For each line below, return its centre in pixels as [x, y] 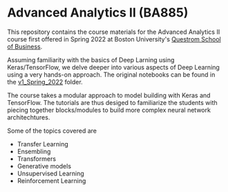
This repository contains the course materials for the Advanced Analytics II [114, 32]
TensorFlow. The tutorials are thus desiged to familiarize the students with [112, 102]
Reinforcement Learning [51, 180]
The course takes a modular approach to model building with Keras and [109, 95]
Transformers [37, 159]
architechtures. [29, 117]
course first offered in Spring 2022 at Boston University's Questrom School [114, 39]
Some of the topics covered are [52, 131]
